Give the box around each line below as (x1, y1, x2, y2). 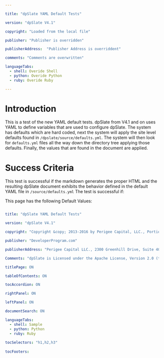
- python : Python (9, 326, 45, 332)
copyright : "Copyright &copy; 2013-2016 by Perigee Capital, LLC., (5, 230, 145, 235)
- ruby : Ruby (9, 331, 36, 336)
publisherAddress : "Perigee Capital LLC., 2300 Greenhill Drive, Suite (5, 247, 154, 252)
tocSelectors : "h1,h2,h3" (5, 340, 58, 345)
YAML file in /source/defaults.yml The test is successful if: (5, 189, 124, 195)
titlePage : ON (5, 264, 34, 270)
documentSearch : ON (5, 309, 45, 314)
